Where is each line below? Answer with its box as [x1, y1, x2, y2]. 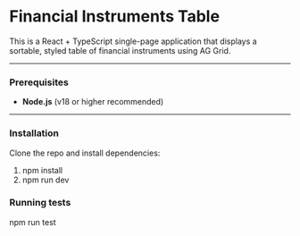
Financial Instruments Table [9, 6, 221, 27]
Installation [9, 127, 60, 139]
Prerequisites [9, 76, 69, 88]
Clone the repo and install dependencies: [9, 147, 161, 158]
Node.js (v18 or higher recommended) [21, 97, 164, 107]
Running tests [9, 197, 71, 209]
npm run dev [21, 174, 70, 185]
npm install [21, 164, 63, 175]
